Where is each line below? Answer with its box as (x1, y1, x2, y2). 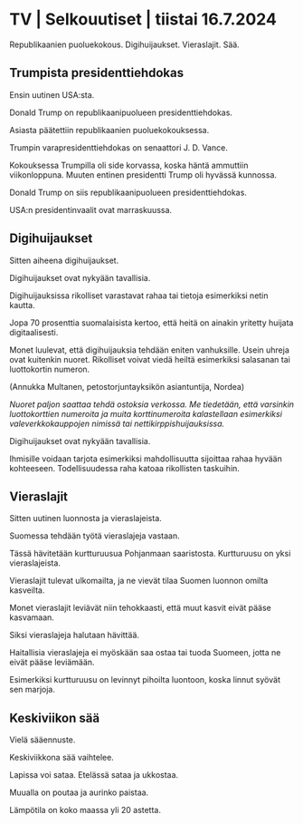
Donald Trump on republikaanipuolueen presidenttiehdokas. (9, 107, 233, 118)
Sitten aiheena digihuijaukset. (9, 255, 119, 266)
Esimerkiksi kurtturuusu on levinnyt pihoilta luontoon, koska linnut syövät (9, 674, 280, 685)
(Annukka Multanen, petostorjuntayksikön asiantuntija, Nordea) (9, 381, 245, 392)
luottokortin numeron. (9, 364, 90, 374)
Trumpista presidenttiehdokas (9, 65, 185, 81)
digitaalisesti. (9, 326, 59, 337)
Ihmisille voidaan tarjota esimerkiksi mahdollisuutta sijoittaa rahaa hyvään (9, 453, 282, 464)
